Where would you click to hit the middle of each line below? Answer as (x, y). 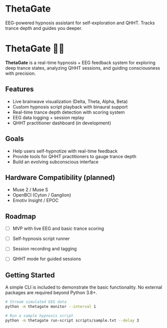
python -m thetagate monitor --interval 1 (51, 307)
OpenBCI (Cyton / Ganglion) (42, 195)
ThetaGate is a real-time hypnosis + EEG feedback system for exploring (80, 62)
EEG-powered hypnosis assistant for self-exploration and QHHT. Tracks (80, 23)
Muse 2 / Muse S (30, 190)
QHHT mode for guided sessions (47, 259)
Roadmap (21, 216)
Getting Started (30, 275)
